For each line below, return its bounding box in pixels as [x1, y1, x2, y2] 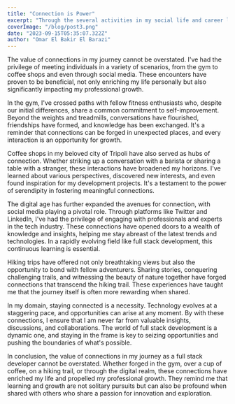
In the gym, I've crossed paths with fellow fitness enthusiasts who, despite [7, 99, 222, 107]
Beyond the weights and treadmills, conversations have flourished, [7, 113, 199, 122]
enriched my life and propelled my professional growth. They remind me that [7, 375, 228, 383]
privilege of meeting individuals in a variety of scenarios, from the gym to [7, 63, 218, 71]
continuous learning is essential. [7, 245, 101, 253]
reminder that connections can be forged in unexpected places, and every [7, 129, 222, 137]
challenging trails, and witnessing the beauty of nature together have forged [7, 273, 227, 282]
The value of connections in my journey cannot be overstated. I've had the [7, 55, 222, 64]
